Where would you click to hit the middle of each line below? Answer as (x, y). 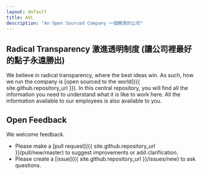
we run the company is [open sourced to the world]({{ (73, 81)
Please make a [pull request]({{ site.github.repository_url (85, 146)
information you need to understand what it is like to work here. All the (93, 95)
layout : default (27, 12)
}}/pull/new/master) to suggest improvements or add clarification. (96, 152)
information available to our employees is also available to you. (84, 101)
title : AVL (20, 17)
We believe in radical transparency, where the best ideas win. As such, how (100, 75)
